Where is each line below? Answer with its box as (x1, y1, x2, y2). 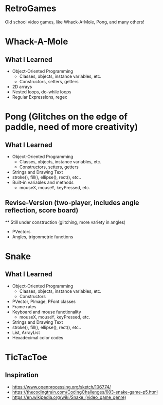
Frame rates (12, 303, 36, 309)
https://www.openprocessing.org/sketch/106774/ (12, 384, 111, 389)
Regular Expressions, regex (12, 94, 67, 100)
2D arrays (12, 84, 32, 89)
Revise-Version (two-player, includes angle (5, 199, 140, 207)
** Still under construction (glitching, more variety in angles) (5, 219, 126, 225)
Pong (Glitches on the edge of (5, 111, 128, 122)
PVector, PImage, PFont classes (12, 299, 76, 304)
